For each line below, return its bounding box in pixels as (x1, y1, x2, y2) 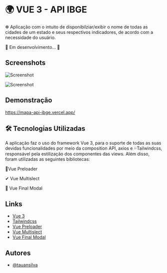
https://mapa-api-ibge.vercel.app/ (5, 109, 76, 115)
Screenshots (5, 58, 46, 67)
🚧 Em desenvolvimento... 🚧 (5, 44, 60, 50)
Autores (5, 249, 31, 257)
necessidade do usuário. (5, 34, 56, 40)
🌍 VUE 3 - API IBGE (5, 4, 87, 15)
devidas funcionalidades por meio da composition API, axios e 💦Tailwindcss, (5, 145, 163, 151)
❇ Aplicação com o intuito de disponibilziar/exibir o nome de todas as (5, 23, 148, 30)
